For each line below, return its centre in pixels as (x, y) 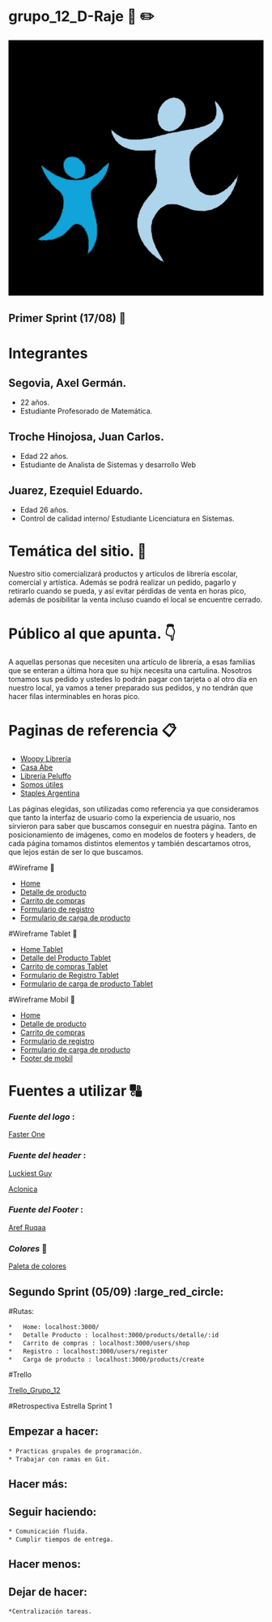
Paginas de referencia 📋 (93, 731)
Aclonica (23, 1189)
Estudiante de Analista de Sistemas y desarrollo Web (108, 465)
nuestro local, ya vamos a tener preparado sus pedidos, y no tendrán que (131, 688)
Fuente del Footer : (46, 1210)
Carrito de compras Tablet (64, 966)
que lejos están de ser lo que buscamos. (76, 852)
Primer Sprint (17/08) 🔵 (68, 318)
